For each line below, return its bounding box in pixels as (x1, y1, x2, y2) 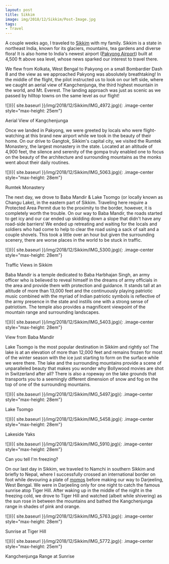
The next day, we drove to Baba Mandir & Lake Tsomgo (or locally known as (5, 194, 163, 200)
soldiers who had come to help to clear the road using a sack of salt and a (5, 227, 159, 233)
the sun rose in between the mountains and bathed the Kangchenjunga (5, 498, 153, 504)
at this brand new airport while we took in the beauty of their (25, 133, 151, 139)
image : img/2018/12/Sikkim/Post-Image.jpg (5, 17, 96, 22)
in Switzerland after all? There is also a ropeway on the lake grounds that (5, 371, 156, 377)
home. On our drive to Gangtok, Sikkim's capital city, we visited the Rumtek (5, 138, 161, 144)
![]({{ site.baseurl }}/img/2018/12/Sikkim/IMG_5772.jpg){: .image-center (5, 538, 153, 544)
